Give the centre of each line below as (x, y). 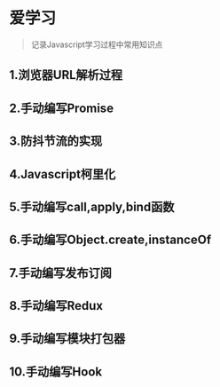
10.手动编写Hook (56, 371)
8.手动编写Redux (56, 306)
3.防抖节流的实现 (56, 142)
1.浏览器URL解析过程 (66, 75)
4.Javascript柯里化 (63, 174)
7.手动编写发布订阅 (61, 273)
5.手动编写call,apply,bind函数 (92, 206)
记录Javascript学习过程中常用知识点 (97, 44)
